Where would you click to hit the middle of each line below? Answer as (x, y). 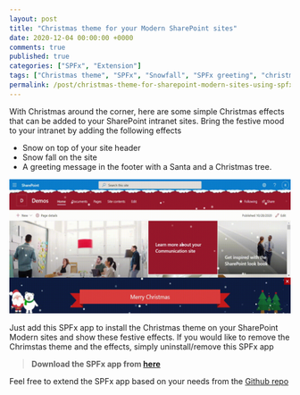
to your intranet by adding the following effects (96, 130)
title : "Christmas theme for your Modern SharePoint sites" (124, 28)
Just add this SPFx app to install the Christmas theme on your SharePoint (144, 327)
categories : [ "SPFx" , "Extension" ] (75, 66)
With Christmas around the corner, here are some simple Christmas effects (147, 111)
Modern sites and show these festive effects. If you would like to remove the (150, 337)
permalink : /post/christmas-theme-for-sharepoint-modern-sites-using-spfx (151, 85)
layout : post (33, 19)
